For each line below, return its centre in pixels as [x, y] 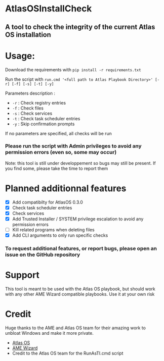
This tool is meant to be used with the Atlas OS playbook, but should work [80, 289]
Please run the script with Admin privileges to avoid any [73, 146]
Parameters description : [30, 93]
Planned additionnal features [66, 188]
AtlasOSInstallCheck [49, 9]
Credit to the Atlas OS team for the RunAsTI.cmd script [68, 353]
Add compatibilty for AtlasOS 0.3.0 [47, 202]
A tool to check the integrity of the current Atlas [80, 27]
